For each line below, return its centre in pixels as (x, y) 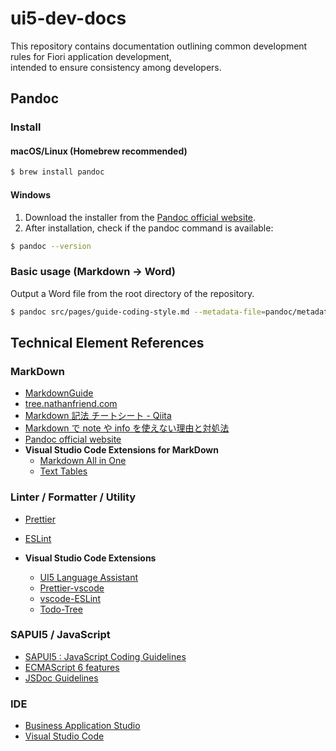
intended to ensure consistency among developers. (116, 67)
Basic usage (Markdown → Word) (93, 272)
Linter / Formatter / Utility (73, 497)
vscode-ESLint (70, 598)
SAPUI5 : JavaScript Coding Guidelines (105, 656)
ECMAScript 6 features (72, 667)
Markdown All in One (83, 461)
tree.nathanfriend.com (71, 404)
